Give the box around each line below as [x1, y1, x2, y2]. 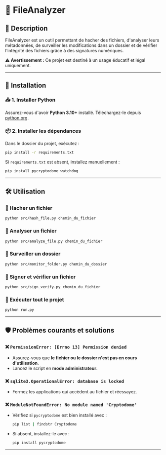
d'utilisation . [12, 360, 39, 366]
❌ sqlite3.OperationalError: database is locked [5, 378, 124, 384]
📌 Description [5, 24, 48, 33]
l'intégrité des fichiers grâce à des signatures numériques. [5, 48, 124, 53]
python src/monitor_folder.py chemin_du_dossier [5, 262, 107, 266]
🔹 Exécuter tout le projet [5, 296, 64, 303]
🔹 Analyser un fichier [5, 227, 57, 234]
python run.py [5, 307, 35, 312]
